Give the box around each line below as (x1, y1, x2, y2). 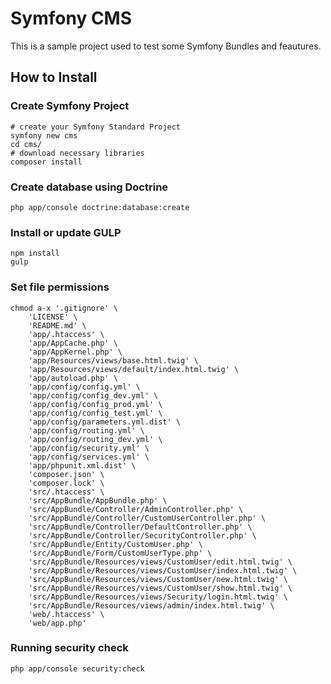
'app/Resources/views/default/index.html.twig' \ (28, 364, 240, 374)
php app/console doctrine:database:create (10, 202, 190, 212)
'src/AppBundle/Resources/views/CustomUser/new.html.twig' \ (28, 574, 288, 584)
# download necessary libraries (10, 148, 145, 158)
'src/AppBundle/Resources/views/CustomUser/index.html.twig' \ (28, 565, 298, 576)
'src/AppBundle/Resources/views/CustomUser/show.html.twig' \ (28, 583, 293, 593)
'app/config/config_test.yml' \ (28, 408, 163, 418)
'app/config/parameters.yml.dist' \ (28, 417, 182, 427)
